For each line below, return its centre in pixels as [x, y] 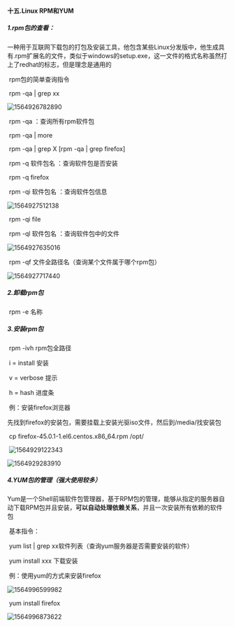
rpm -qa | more [31, 135]
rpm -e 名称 [26, 312]
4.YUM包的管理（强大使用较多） [54, 480]
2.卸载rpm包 [25, 293]
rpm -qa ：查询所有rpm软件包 [52, 121]
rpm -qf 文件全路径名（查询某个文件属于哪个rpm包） [85, 261]
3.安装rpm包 [25, 329]
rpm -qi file [25, 219]
